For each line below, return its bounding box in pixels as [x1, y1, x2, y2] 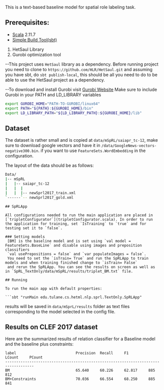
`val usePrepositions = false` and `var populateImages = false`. [7, 251, 147, 256]
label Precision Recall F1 [5, 351, 129, 356]
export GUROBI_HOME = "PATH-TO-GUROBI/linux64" [5, 101, 100, 106]
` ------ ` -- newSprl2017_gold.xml [5, 195, 74, 200]
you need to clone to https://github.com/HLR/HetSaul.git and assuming [5, 66, 153, 72]
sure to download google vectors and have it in [5, 143, 100, 149]
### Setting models [5, 234, 45, 239]
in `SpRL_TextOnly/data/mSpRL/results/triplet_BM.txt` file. [5, 269, 133, 273]
